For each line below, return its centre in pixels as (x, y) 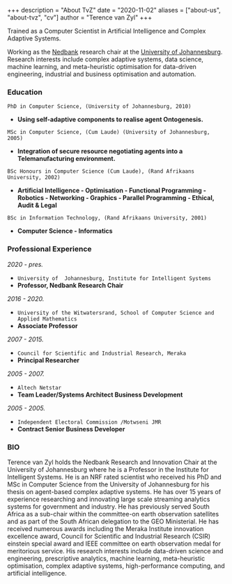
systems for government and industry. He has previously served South (109, 506)
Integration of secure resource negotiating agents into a (100, 151)
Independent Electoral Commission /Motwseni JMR (89, 422)
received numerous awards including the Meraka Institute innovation (106, 528)
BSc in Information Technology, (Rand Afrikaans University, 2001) (107, 218)
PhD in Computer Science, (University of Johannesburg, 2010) (99, 107)
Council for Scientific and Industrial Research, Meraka (102, 353)
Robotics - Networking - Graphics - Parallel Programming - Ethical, (116, 198)
